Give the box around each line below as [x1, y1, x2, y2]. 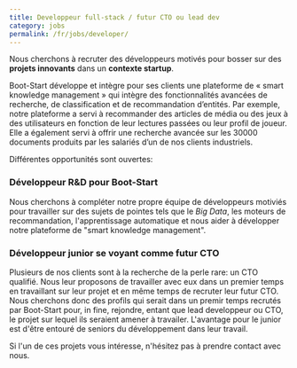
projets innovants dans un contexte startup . [9, 63, 175, 74]
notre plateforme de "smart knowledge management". [9, 224, 207, 235]
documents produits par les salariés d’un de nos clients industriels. [9, 137, 254, 147]
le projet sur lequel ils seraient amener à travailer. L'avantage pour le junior [9, 314, 282, 325]
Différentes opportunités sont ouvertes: [9, 154, 153, 165]
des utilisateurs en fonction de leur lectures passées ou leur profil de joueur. [9, 118, 288, 129]
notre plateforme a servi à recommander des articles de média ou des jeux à [9, 108, 288, 120]
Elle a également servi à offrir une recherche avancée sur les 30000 [9, 128, 259, 138]
